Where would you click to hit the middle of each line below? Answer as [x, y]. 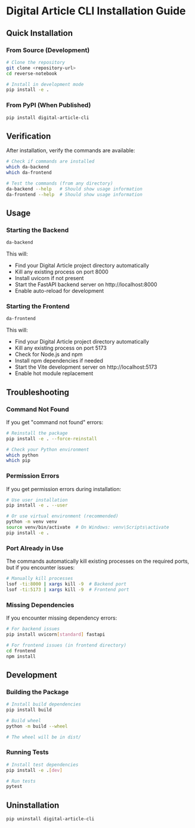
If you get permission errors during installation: [64, 489]
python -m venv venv [32, 522]
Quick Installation [40, 33]
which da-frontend [29, 172]
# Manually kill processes [40, 579]
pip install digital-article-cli [48, 118]
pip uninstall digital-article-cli [50, 819]
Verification [29, 136]
